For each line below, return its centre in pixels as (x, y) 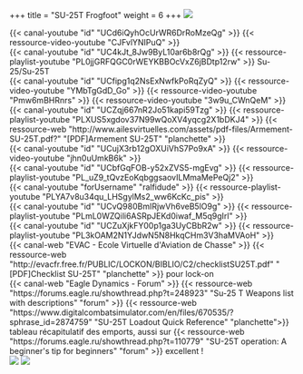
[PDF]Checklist (38, 274)
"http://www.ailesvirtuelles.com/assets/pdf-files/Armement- (181, 129)
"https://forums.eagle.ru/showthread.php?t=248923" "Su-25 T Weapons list (152, 293)
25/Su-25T (29, 71)
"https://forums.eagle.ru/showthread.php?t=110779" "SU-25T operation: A (148, 341)
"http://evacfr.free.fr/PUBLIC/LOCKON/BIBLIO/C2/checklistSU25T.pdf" (142, 264)
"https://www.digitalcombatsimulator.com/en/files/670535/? (122, 312)
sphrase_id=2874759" (51, 322)
